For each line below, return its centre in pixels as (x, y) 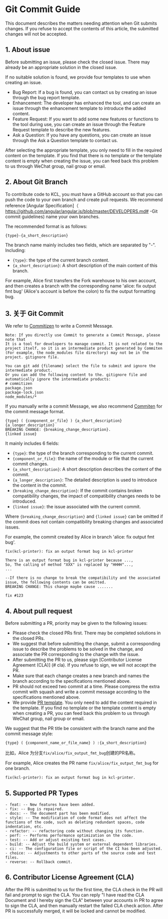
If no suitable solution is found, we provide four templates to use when (78, 77)
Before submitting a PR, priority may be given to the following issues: (76, 623)
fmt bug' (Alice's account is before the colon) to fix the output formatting (80, 291)
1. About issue (28, 50)
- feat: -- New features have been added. (50, 805)
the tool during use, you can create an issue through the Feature (79, 124)
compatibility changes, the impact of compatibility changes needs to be (87, 496)
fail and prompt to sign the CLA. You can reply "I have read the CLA (75, 895)
